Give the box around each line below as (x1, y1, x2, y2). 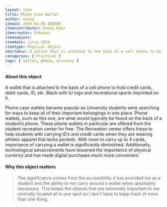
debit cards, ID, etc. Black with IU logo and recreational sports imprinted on (5, 90, 159, 96)
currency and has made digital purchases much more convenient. (5, 152, 140, 158)
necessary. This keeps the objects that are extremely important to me (17, 185, 160, 192)
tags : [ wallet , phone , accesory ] (5, 58, 79, 63)
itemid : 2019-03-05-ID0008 (5, 21, 61, 26)
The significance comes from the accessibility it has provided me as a (17, 175, 161, 181)
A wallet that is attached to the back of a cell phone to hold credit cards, (5, 85, 153, 91)
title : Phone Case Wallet (5, 12, 59, 17)
